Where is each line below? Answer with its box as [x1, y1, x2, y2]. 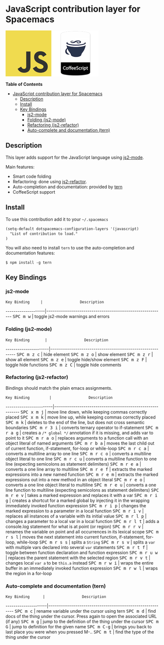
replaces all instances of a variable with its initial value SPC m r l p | [5, 513, 147, 519]
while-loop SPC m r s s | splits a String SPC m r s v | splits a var [17, 539, 156, 545]
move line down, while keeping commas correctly [47, 409, 147, 415]
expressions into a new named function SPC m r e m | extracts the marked [5, 471, 158, 477]
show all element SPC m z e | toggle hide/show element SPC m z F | [5, 356, 147, 362]
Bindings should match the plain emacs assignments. [5, 385, 113, 391]
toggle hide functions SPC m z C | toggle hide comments [5, 362, 122, 368]
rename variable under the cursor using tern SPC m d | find [36, 608, 156, 614]
